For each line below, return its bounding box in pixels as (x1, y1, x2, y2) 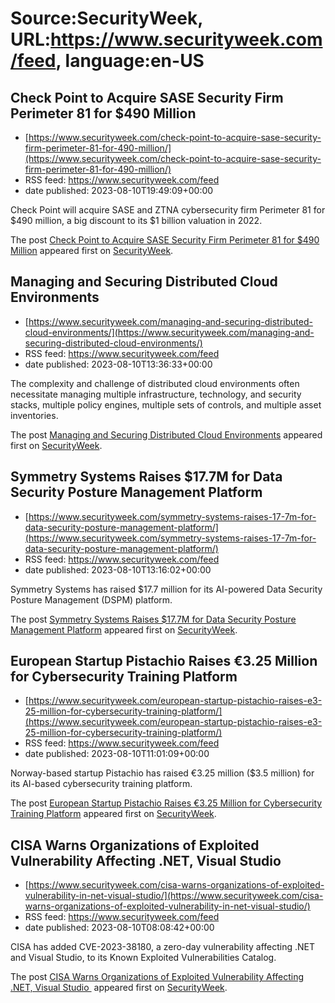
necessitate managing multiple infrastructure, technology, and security (10, 388, 302, 400)
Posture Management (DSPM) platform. (10, 593, 173, 606)
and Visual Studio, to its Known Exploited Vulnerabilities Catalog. (10, 952, 277, 964)
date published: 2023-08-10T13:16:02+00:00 (24, 563, 212, 576)
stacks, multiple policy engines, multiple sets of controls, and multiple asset (10, 398, 322, 411)
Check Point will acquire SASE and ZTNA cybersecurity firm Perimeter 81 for (10, 204, 326, 216)
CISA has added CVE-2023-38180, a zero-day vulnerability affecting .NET (10, 941, 316, 953)
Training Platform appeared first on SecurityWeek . (10, 808, 217, 820)
